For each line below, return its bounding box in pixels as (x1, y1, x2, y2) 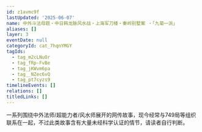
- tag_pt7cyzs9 (12, 77, 51, 83)
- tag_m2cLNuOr (12, 54, 51, 60)
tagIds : (6, 49, 26, 55)
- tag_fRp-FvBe (12, 60, 51, 66)
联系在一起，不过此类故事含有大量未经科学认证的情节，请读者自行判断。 (6, 119, 188, 126)
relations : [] (6, 88, 43, 94)
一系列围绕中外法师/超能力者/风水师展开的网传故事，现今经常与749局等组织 (6, 111, 197, 119)
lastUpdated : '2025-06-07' (6, 15, 75, 21)
